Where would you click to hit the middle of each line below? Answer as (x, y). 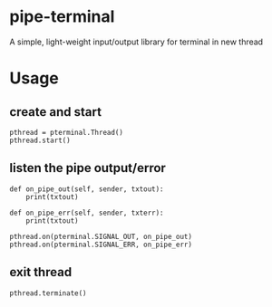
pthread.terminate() (49, 293)
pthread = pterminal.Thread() (67, 132)
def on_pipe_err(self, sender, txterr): (87, 213)
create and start (56, 112)
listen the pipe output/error (87, 168)
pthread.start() (40, 140)
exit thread (41, 272)
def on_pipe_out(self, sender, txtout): (87, 189)
